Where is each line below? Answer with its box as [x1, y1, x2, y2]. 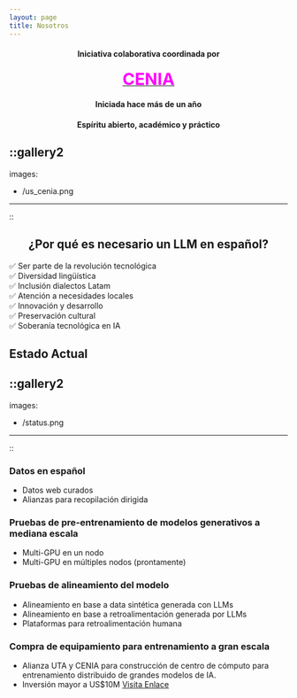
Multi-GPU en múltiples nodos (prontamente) [21, 557, 187, 568]
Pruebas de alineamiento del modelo [9, 579, 170, 592]
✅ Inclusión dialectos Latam [9, 280, 110, 291]
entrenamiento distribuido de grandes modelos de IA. [21, 670, 217, 680]
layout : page [9, 12, 57, 22]
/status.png [21, 417, 65, 428]
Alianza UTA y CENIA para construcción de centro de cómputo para [21, 660, 270, 671]
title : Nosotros [9, 21, 69, 30]
